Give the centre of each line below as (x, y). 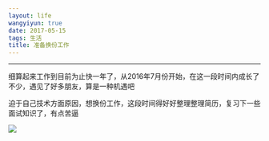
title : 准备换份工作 (39, 45)
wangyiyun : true (35, 23)
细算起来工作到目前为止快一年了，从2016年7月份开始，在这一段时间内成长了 (134, 76)
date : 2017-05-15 (37, 30)
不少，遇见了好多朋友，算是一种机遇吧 (71, 86)
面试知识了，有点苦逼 (43, 113)
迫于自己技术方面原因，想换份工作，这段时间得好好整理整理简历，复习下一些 (134, 104)
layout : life (30, 16)
